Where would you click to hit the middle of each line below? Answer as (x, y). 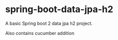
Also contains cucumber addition (40, 33)
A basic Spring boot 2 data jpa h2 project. (49, 23)
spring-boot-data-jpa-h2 (59, 9)
